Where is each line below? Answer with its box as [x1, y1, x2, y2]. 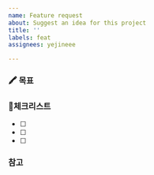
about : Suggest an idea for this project [8, 19, 147, 27]
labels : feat [8, 33, 51, 42]
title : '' [8, 26, 41, 34]
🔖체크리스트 [8, 100, 51, 111]
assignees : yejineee [8, 41, 77, 49]
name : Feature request [8, 11, 83, 20]
